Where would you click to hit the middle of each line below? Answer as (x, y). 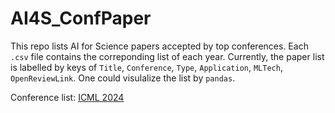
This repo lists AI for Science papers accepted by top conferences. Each (159, 46)
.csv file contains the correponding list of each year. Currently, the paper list (167, 56)
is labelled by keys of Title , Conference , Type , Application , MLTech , (146, 67)
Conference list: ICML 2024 (67, 97)
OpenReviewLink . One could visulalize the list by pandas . (123, 78)
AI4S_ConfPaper (81, 18)
